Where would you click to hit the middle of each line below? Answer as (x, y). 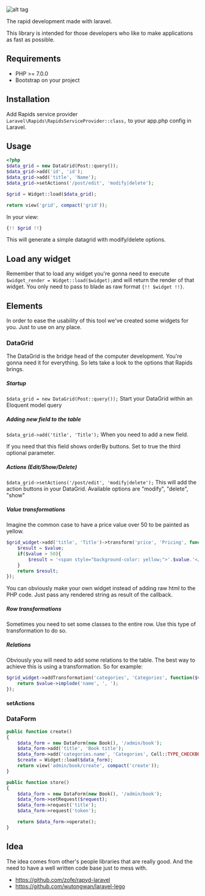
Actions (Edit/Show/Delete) (42, 467)
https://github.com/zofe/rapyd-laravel (63, 879)
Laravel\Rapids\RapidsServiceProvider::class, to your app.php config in (99, 120)
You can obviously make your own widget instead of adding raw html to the (101, 588)
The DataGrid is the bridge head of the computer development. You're (95, 356)
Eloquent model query (34, 405)
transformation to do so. (37, 631)
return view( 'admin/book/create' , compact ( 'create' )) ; (88, 766)
